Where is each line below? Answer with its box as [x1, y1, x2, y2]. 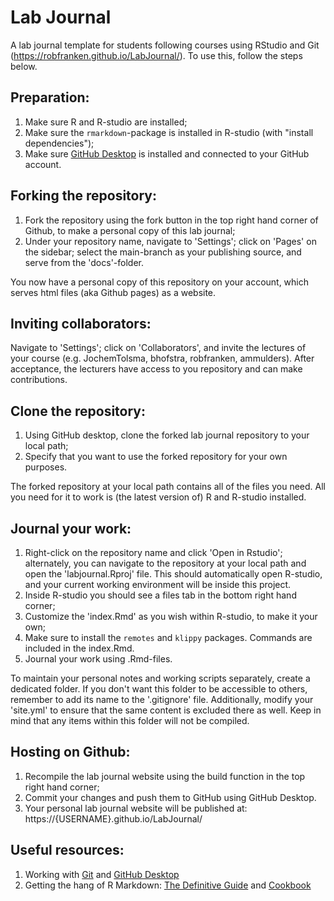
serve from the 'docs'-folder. [24, 256, 145, 268]
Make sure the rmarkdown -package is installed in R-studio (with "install [24, 126, 314, 138]
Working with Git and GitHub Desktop [24, 868, 180, 880]
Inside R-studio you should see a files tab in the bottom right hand [24, 589, 297, 601]
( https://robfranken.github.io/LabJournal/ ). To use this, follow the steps [10, 49, 303, 61]
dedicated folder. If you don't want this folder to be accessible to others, [10, 683, 308, 695]
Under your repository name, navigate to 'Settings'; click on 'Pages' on [24, 235, 317, 247]
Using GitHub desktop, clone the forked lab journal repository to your [24, 429, 310, 441]
